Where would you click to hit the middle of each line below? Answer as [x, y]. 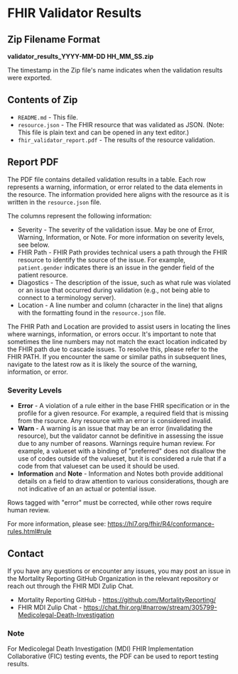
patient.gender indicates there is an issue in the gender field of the [116, 267]
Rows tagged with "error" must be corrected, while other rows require [110, 502]
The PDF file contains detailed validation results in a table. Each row [107, 179]
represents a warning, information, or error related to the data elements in [115, 187]
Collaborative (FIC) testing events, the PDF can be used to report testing [113, 656]
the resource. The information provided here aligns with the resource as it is [118, 194]
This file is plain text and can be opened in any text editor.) [103, 132]
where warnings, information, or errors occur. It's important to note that [112, 334]
